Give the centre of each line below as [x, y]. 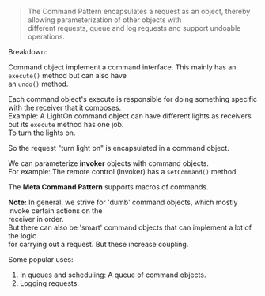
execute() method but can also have [67, 75]
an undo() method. [38, 84]
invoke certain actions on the [55, 211]
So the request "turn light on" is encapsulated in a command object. [119, 148]
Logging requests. [49, 283]
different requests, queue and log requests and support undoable [134, 28]
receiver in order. [36, 219]
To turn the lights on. [42, 133]
